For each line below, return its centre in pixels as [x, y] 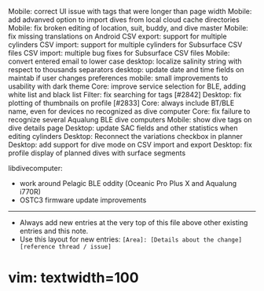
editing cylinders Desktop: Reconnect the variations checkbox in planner [126, 136]
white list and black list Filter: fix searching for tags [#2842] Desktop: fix [125, 95]
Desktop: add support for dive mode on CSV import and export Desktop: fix [130, 145]
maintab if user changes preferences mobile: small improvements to [118, 78]
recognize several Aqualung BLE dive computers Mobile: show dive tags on [130, 120]
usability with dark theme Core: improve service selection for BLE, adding [127, 86]
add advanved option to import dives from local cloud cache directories [124, 20]
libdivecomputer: [35, 168]
